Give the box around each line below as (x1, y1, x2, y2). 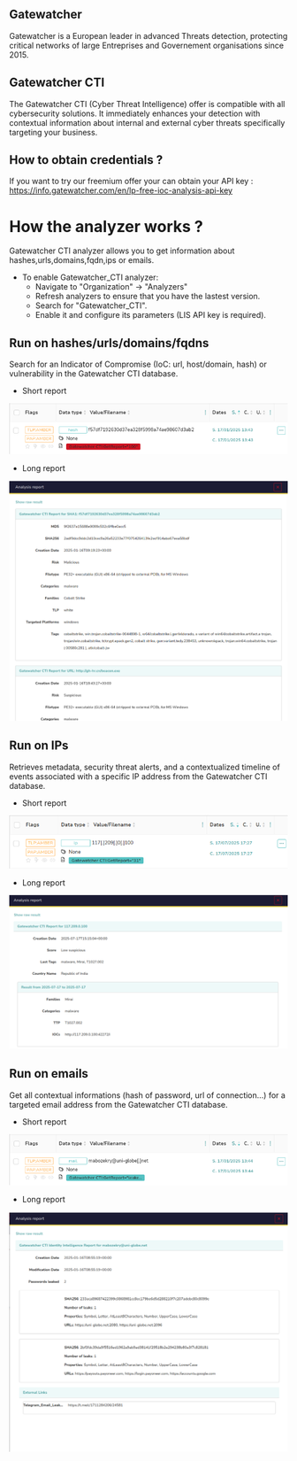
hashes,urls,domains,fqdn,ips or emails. (9, 255, 155, 266)
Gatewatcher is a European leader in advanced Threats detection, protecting (9, 30, 288, 41)
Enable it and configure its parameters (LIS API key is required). (34, 310, 267, 321)
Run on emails (9, 1066, 88, 1081)
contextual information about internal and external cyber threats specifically (9, 117, 286, 128)
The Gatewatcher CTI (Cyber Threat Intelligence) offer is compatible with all (9, 98, 286, 109)
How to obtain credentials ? (9, 152, 164, 167)
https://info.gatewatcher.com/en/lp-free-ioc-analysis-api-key (9, 185, 232, 196)
